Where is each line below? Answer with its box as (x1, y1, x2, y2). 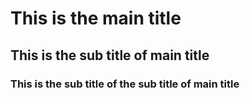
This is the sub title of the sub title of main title (10, 77, 240, 91)
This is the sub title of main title (10, 47, 210, 64)
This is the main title (10, 7, 182, 30)
